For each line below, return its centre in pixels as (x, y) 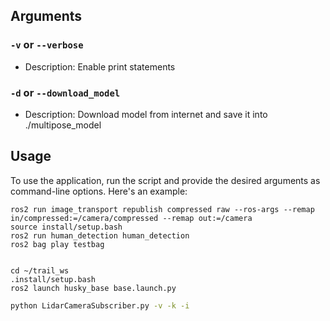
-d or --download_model (65, 92)
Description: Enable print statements (100, 66)
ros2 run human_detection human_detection (100, 235)
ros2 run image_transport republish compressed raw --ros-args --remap (162, 209)
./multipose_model (63, 125)
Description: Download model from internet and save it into (146, 114)
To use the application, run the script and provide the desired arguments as (165, 180)
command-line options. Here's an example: (99, 191)
